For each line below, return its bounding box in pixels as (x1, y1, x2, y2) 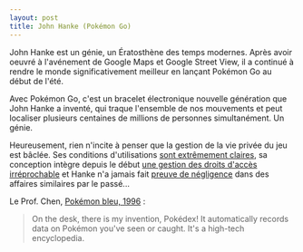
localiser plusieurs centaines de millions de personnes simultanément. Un (9, 112, 285, 123)
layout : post (9, 13, 59, 23)
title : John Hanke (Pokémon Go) (9, 22, 132, 31)
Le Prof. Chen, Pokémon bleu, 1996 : (9, 196, 146, 207)
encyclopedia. (31, 232, 84, 243)
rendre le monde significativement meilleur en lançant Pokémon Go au (9, 65, 272, 77)
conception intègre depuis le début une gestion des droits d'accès (9, 159, 258, 170)
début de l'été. (9, 75, 64, 86)
